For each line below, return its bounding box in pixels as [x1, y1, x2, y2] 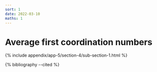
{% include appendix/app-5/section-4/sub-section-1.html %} [5, 52, 128, 58]
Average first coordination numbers [5, 36, 153, 48]
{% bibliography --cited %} [5, 62, 60, 68]
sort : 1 [5, 7, 21, 12]
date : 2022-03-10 [5, 12, 40, 16]
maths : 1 [5, 16, 23, 21]
